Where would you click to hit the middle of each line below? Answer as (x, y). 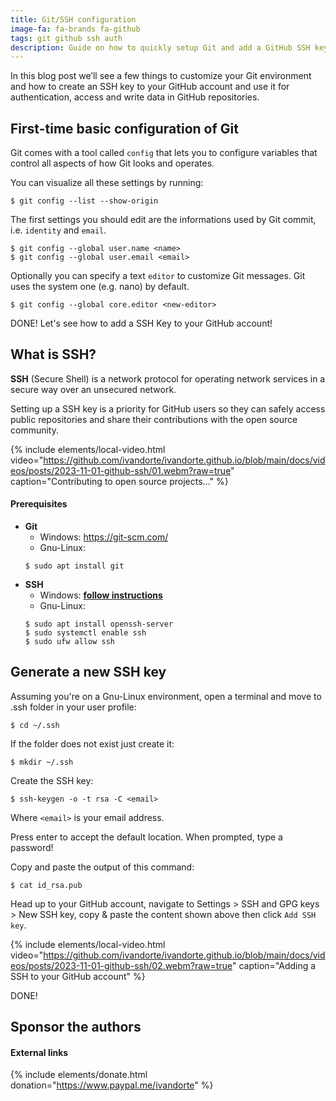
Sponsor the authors (76, 1027)
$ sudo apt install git (74, 566)
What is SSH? (53, 354)
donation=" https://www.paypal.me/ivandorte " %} (112, 1085)
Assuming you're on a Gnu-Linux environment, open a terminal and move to (166, 696)
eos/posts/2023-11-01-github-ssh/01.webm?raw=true (121, 470)
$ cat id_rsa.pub (46, 885)
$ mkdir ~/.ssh (42, 762)
